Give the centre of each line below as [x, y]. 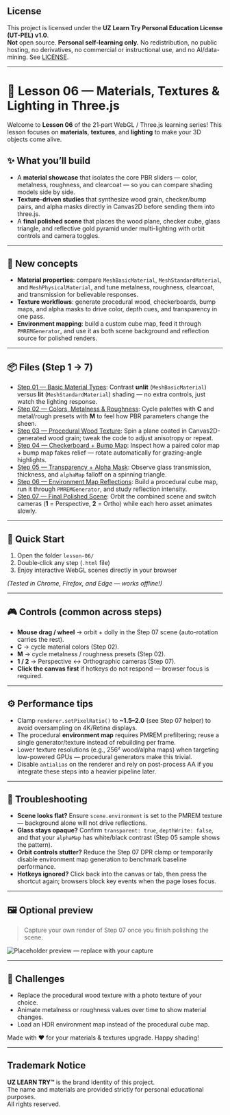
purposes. [22, 1096]
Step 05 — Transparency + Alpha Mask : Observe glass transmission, [114, 467]
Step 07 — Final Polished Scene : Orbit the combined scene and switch [117, 496]
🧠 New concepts [43, 263]
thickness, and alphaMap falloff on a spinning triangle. [92, 475]
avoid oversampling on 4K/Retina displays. [77, 728]
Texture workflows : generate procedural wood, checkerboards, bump [116, 302]
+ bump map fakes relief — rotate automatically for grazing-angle [110, 453]
